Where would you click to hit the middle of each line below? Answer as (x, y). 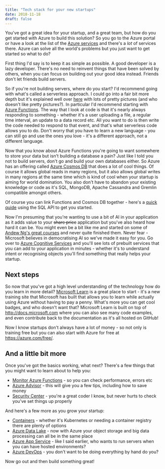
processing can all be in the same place (52, 436)
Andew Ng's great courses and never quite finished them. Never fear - (77, 233)
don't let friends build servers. (36, 79)
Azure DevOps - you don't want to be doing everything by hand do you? (85, 452)
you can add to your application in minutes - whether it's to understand (77, 249)
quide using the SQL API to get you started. (49, 207)
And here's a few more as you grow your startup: (55, 411)
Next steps (22, 274)
